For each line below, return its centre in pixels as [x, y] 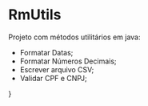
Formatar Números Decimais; [68, 61]
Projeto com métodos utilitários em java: [75, 37]
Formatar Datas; [46, 52]
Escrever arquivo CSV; [57, 69]
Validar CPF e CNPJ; [54, 78]
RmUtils [35, 15]
